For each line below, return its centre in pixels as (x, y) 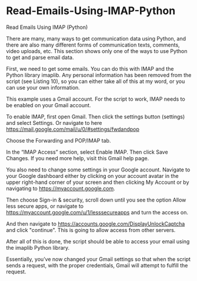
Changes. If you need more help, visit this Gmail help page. (78, 158)
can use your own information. (43, 87)
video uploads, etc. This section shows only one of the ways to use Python (97, 51)
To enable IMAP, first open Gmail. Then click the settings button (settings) (96, 117)
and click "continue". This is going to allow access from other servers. (91, 230)
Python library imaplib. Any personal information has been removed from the (99, 75)
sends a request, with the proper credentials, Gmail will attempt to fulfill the (97, 265)
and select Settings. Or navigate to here (54, 123)
